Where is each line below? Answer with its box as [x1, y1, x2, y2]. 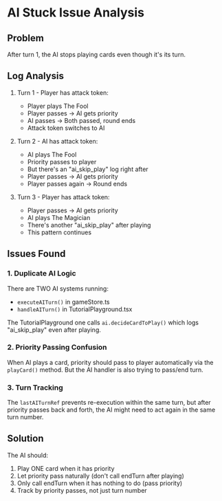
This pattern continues [27, 228, 91, 236]
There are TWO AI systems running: [7, 284, 109, 293]
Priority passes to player [27, 157, 97, 166]
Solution [7, 433, 44, 445]
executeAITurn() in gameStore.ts [16, 298, 110, 306]
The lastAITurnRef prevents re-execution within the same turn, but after [7, 399, 211, 407]
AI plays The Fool [27, 150, 77, 159]
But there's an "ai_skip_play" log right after [27, 165, 149, 173]
